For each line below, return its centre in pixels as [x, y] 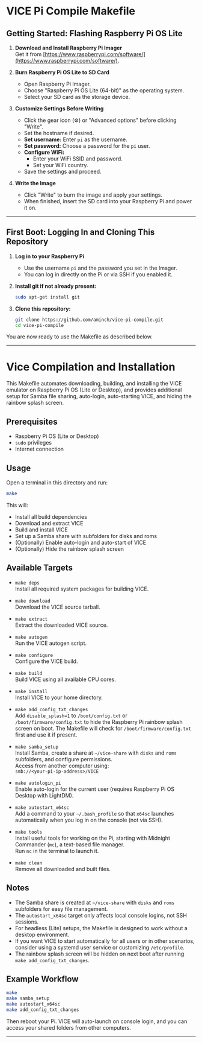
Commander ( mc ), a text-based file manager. [70, 844]
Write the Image [35, 183]
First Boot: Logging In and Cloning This [81, 233]
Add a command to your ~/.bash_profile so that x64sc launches [94, 813]
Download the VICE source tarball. [57, 607]
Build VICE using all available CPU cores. [65, 679]
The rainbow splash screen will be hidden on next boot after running [99, 954]
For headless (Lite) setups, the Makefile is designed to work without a [101, 928]
